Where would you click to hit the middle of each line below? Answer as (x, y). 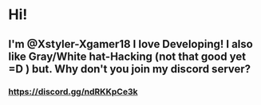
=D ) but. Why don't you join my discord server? (130, 69)
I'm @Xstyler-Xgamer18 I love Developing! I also (130, 44)
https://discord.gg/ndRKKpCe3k (73, 91)
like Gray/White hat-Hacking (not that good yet (127, 56)
